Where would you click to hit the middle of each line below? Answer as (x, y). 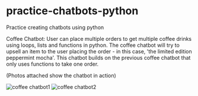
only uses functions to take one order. (52, 64)
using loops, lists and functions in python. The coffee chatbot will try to (93, 45)
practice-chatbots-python (72, 11)
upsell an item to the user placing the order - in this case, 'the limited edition (99, 51)
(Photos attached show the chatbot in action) (61, 75)
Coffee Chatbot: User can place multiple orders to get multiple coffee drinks (99, 39)
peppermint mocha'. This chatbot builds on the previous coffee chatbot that (98, 57)
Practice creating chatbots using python (55, 27)
